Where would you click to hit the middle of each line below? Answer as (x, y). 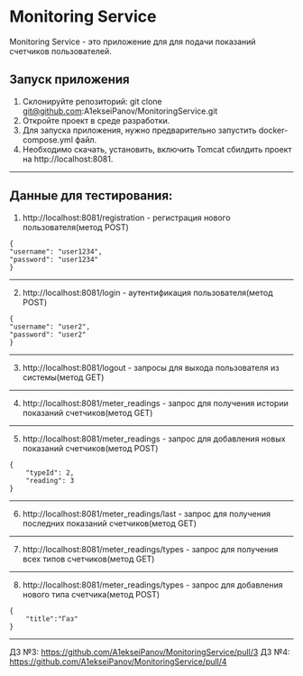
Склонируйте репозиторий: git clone (92, 101)
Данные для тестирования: (91, 196)
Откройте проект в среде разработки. (96, 120)
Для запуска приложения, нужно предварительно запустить (139, 130)
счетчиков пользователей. (61, 51)
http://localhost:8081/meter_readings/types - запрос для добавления (153, 585)
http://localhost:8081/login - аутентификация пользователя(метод (147, 292)
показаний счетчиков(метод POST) (90, 448)
